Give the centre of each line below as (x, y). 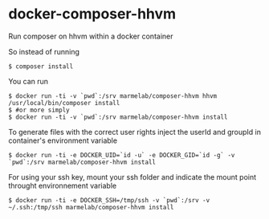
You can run (29, 81)
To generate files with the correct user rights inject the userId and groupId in (134, 132)
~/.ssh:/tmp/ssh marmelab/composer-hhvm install (91, 207)
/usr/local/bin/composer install (64, 103)
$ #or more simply (39, 110)
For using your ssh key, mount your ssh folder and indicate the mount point (132, 176)
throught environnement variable (63, 185)
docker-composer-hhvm (92, 14)
